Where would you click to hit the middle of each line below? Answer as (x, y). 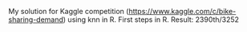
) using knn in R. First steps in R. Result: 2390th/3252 (151, 20)
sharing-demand (36, 20)
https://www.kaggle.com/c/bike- (182, 11)
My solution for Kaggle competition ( (69, 11)
